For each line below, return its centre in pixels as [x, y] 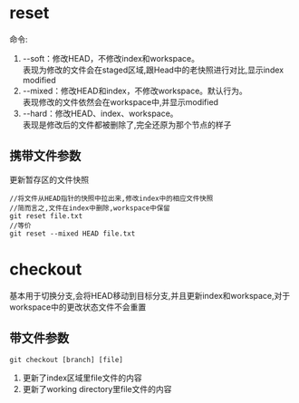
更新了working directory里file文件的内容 [97, 389]
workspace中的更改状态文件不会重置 [78, 307]
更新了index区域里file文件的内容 [82, 378]
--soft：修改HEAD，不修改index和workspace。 [111, 58]
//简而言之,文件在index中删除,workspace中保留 [90, 208]
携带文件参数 [45, 156]
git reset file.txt [46, 216]
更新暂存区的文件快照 [49, 179]
